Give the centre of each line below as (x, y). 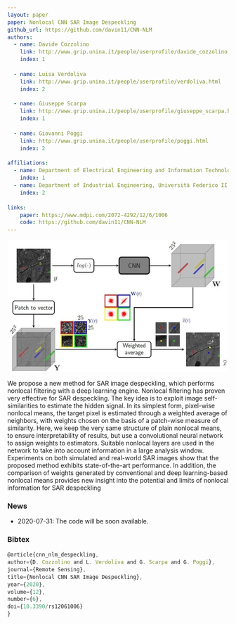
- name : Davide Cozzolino (52, 45)
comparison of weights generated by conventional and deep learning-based (118, 473)
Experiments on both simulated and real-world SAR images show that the (113, 457)
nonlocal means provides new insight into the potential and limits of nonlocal (118, 480)
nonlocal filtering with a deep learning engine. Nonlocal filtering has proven (116, 391)
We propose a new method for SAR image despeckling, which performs (111, 383)
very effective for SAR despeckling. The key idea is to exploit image (105, 398)
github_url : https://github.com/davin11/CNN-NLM (80, 30)
